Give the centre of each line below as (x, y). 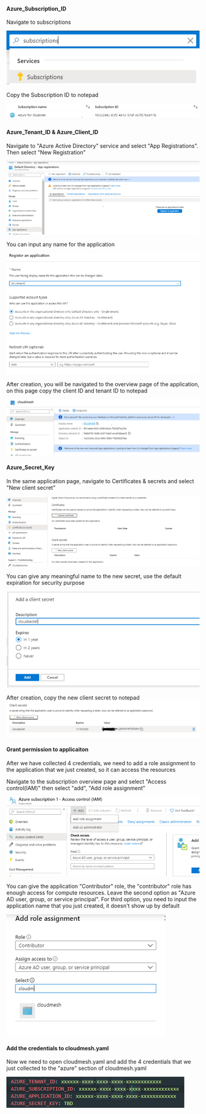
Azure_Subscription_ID (36, 9)
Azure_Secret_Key (31, 467)
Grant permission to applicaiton (48, 750)
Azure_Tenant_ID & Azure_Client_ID (52, 132)
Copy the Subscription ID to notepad (52, 94)
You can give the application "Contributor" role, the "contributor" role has (99, 887)
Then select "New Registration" (46, 152)
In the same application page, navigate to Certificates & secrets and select (100, 481)
